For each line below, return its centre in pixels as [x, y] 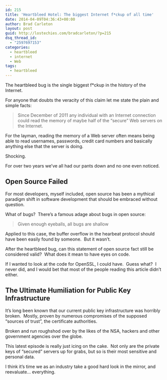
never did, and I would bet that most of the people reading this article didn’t [83, 269]
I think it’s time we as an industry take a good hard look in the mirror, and [80, 366]
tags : [11, 66]
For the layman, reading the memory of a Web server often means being [80, 136]
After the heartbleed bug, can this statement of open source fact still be [79, 249]
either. [12, 274]
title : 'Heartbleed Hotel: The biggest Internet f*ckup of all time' [80, 15]
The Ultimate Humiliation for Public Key [68, 291]
